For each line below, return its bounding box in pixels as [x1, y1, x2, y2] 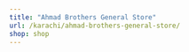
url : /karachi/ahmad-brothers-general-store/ [9, 21, 180, 30]
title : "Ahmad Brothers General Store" [9, 12, 157, 22]
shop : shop [9, 29, 50, 38]
